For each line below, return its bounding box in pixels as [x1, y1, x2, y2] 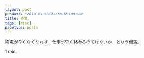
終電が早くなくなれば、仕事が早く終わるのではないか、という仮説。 [5, 39, 142, 45]
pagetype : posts [5, 25, 38, 30]
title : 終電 [5, 16, 28, 21]
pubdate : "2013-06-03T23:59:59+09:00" [5, 12, 84, 16]
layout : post [5, 7, 32, 12]
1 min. [5, 49, 17, 55]
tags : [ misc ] [5, 20, 32, 26]
